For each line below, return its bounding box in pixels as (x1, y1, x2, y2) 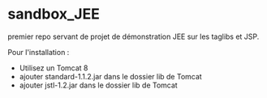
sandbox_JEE (7, 5, 101, 23)
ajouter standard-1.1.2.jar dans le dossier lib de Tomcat (19, 71, 202, 81)
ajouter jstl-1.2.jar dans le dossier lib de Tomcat (19, 80, 178, 90)
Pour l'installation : (7, 47, 70, 57)
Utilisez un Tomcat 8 (19, 62, 88, 73)
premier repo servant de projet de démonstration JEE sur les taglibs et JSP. (7, 32, 260, 41)
